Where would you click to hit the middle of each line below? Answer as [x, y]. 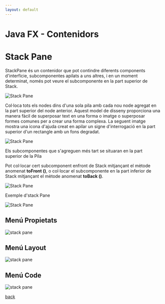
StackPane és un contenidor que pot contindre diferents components [75, 70]
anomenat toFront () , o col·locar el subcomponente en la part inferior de [78, 171]
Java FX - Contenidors [52, 34]
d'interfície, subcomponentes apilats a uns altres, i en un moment [71, 76]
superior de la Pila [23, 156]
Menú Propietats [31, 220]
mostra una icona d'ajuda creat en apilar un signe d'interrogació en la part [80, 126]
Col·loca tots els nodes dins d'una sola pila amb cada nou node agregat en [81, 105]
